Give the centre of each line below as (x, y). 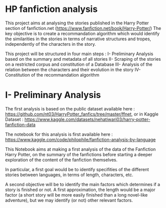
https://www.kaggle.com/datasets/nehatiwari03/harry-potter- (87, 119)
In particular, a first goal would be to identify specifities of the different (77, 169)
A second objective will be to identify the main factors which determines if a (83, 184)
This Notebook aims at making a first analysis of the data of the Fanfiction (81, 149)
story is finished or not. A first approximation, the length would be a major (80, 190)
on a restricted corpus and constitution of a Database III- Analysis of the (79, 64)
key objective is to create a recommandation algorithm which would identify (83, 33)
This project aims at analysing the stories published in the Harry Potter (77, 23)
